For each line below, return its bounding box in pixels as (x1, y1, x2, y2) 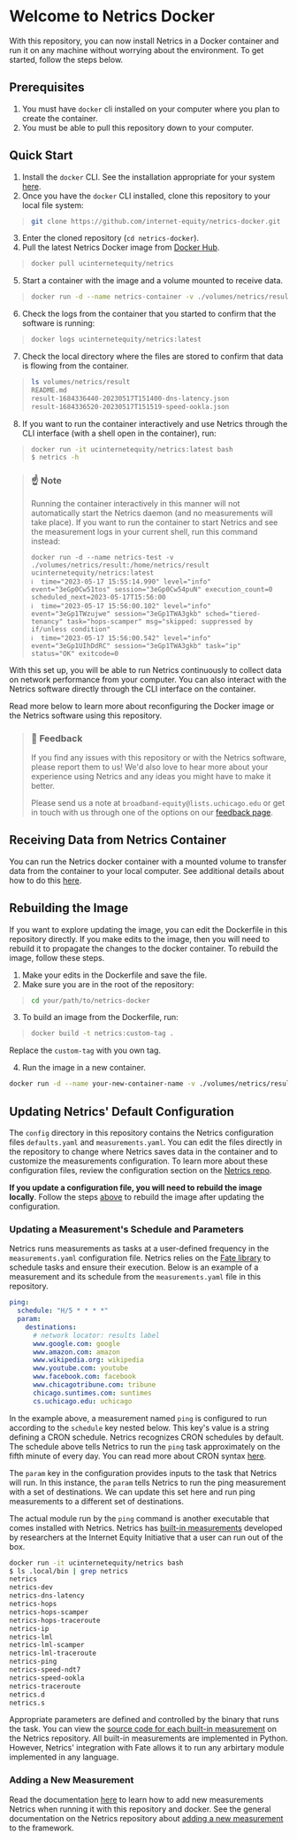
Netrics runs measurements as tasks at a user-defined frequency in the (9, 1243, 270, 1254)
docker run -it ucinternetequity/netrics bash (9, 1558, 184, 1567)
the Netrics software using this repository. (9, 710, 163, 721)
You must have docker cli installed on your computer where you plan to (21, 104, 280, 114)
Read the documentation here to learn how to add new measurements (9, 1794, 264, 1805)
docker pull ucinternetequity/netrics (30, 259, 174, 268)
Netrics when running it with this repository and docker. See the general (9, 1804, 271, 1814)
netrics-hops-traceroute (9, 1616, 101, 1625)
